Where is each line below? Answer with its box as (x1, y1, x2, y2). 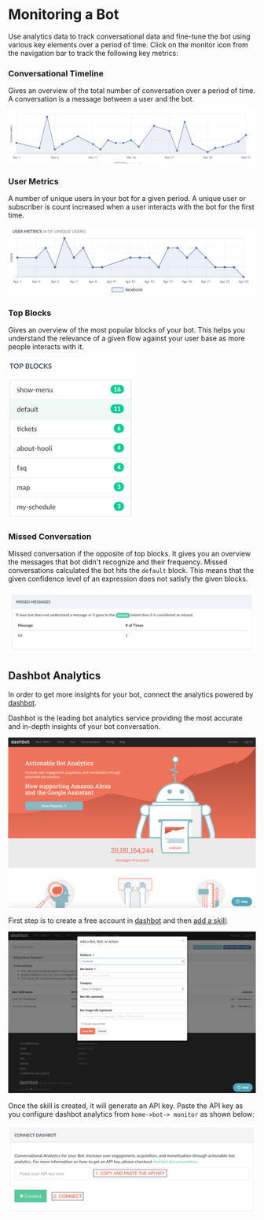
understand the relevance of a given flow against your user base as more (8, 333, 245, 344)
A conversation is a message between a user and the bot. (8, 95, 195, 104)
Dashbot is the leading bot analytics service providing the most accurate (8, 713, 243, 723)
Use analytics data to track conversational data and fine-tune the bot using (8, 32, 251, 41)
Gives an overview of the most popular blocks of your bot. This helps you (8, 325, 246, 335)
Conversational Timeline (8, 68, 104, 79)
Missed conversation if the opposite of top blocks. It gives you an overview (8, 549, 251, 559)
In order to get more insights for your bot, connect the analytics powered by (8, 690, 254, 699)
